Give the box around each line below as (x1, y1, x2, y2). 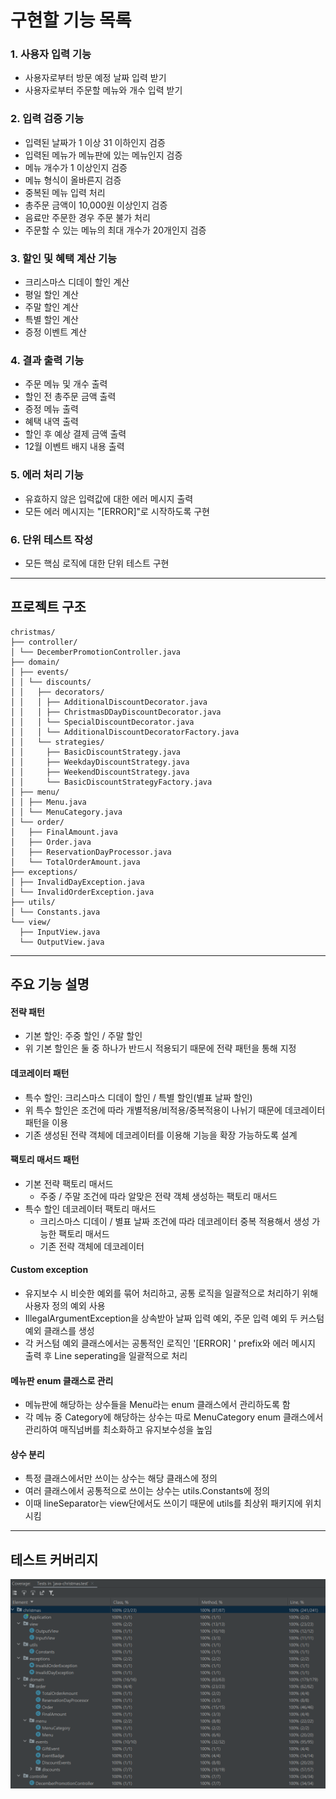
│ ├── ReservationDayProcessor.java (10, 847, 172, 857)
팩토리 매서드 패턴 (10, 1154, 80, 1166)
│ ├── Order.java (10, 837, 92, 847)
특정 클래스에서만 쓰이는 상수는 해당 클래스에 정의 (24, 1472, 218, 1485)
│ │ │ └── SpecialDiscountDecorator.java (10, 717, 195, 727)
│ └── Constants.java (10, 907, 101, 917)
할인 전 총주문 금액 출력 (24, 391, 117, 403)
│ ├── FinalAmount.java (10, 827, 118, 837)
